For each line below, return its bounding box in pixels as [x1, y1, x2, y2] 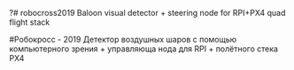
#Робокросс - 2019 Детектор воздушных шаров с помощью [9, 35, 237, 44]
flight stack [9, 17, 50, 27]
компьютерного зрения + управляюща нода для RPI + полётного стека [9, 43, 279, 54]
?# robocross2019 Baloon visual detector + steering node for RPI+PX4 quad [9, 8, 286, 18]
